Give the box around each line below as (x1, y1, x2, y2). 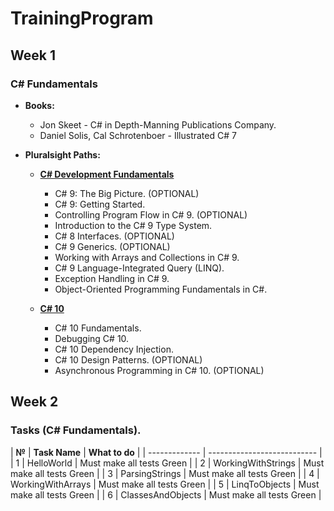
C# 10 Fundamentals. (54, 322, 142, 334)
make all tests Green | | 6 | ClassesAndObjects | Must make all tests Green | (10, 488, 322, 501)
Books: (24, 99, 55, 111)
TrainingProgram (10, 7, 154, 30)
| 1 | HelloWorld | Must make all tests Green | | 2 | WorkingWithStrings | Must (10, 457, 325, 469)
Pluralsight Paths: (24, 148, 101, 161)
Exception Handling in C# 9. (54, 272, 170, 284)
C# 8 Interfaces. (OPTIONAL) (54, 230, 175, 242)
